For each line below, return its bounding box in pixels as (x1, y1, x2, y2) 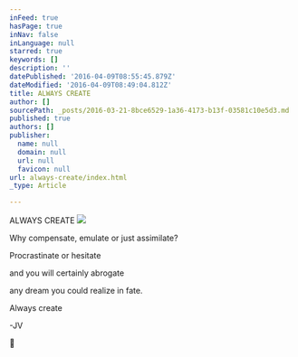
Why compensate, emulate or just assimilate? (9, 232, 178, 244)
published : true (9, 114, 71, 123)
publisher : (9, 131, 51, 140)
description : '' (9, 64, 71, 73)
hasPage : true (9, 22, 63, 31)
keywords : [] (9, 55, 59, 64)
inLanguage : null (9, 38, 75, 48)
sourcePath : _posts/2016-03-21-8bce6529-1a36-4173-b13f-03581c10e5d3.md (9, 106, 290, 115)
